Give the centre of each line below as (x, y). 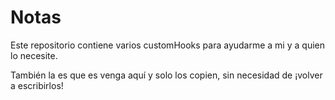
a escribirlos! (37, 85)
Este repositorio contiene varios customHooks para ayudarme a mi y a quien (167, 45)
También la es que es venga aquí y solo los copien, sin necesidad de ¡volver (166, 75)
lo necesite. (34, 55)
